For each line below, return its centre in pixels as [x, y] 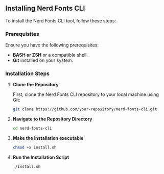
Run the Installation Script [41, 157]
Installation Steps [28, 73]
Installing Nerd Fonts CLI [45, 8]
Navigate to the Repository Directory [53, 119]
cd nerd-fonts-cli [32, 129]
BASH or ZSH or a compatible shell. [50, 55]
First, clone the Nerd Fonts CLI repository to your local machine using [86, 94]
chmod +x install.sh [34, 147]
